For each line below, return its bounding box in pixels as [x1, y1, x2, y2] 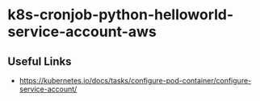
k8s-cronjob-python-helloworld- [7, 6, 234, 24]
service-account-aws [7, 22, 157, 41]
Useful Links [7, 55, 72, 68]
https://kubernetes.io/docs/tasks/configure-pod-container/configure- [19, 76, 252, 85]
